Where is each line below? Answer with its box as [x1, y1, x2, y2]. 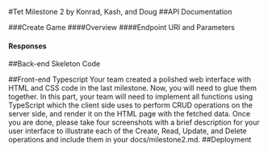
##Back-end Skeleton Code [8, 59, 101, 69]
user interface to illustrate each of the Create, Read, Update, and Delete [8, 126, 248, 136]
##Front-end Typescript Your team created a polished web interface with [8, 74, 252, 84]
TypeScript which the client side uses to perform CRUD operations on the [8, 100, 253, 110]
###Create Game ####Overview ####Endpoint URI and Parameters [8, 23, 236, 32]
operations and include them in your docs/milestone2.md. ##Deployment [8, 135, 252, 145]
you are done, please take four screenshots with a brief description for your [8, 117, 260, 128]
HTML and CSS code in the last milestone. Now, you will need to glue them [8, 83, 257, 93]
